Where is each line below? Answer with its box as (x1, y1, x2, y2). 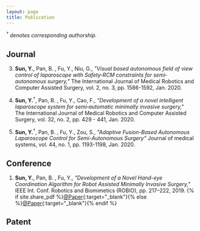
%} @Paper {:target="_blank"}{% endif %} (14, 200, 118, 207)
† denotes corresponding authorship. (6, 31, 97, 39)
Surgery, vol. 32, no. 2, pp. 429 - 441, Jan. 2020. (14, 115, 136, 123)
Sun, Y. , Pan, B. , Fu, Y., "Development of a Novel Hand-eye (14, 174, 163, 181)
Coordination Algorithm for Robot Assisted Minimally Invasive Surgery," (14, 181, 191, 188)
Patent (6, 217, 32, 227)
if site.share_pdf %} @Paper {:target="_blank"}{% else (14, 193, 147, 200)
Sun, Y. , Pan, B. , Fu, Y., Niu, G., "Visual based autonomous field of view (14, 65, 193, 72)
